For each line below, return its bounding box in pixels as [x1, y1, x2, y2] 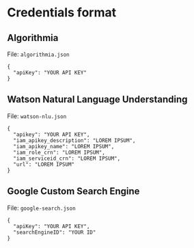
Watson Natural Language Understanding [7, 94, 188, 105]
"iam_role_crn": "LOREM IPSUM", [13, 149, 106, 156]
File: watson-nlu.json [7, 111, 67, 120]
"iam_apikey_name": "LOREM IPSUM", [13, 143, 115, 150]
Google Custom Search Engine [7, 186, 140, 197]
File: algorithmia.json [7, 50, 70, 58]
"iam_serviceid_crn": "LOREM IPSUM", [13, 155, 121, 162]
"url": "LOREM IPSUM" [13, 161, 75, 168]
